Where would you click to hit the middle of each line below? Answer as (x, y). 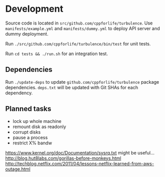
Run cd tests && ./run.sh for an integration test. (57, 54)
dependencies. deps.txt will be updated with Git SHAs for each (72, 87)
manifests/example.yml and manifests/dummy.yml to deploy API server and (83, 28)
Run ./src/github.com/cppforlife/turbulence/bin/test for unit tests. (78, 43)
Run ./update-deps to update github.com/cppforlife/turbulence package (82, 82)
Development (34, 9)
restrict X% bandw (32, 143)
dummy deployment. (27, 34)
